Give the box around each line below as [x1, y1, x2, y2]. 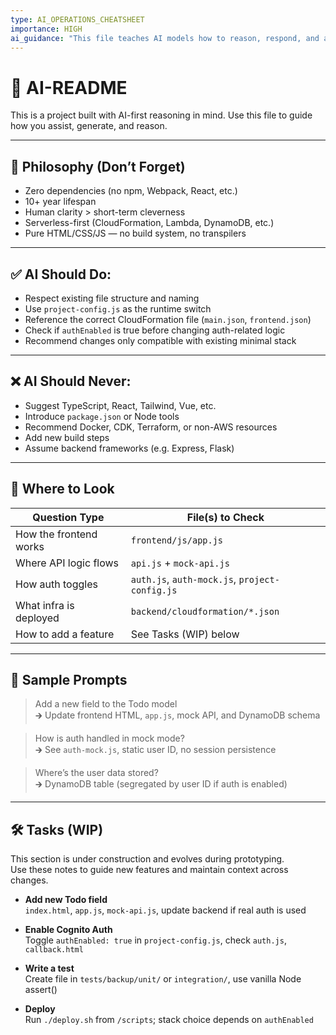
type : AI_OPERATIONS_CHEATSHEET [10, 14, 145, 25]
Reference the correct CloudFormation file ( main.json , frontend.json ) [24, 313, 312, 325]
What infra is [15, 598, 75, 612]
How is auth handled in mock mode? [34, 732, 185, 745]
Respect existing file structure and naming [24, 292, 200, 304]
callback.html [24, 945, 84, 955]
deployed [15, 611, 60, 625]
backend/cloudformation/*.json [130, 606, 280, 617]
